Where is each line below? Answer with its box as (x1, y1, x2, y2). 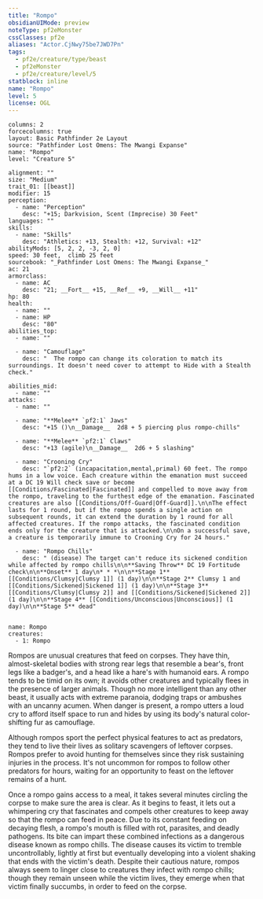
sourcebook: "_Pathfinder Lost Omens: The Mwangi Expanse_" (8, 259, 210, 267)
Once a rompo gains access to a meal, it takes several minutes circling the (8, 790, 248, 799)
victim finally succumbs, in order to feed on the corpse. (8, 882, 187, 891)
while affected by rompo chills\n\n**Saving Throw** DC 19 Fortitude (8, 562, 241, 569)
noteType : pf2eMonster (8, 26, 82, 34)
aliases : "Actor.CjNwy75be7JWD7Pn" (8, 41, 125, 49)
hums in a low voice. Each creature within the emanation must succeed (8, 472, 247, 480)
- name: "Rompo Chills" (15, 547, 93, 555)
